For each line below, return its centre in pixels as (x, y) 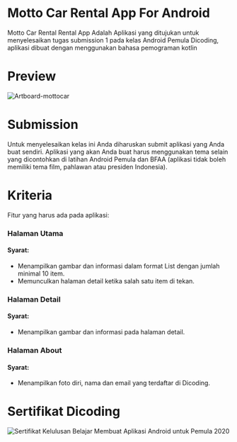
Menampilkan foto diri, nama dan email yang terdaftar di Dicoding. (114, 383)
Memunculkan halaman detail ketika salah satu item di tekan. (106, 280)
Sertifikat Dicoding (64, 412)
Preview (32, 76)
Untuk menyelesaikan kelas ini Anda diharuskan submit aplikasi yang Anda (116, 144)
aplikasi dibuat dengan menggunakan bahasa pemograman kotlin (103, 47)
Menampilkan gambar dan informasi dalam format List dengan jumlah (118, 266)
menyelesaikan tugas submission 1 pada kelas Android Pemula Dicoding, (113, 40)
